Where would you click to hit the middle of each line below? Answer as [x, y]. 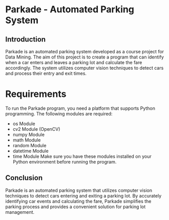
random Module [29, 145]
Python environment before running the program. [65, 162]
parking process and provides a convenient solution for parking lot [76, 207]
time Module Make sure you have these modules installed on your [82, 156]
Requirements [36, 94]
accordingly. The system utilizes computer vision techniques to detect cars [84, 68]
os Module [24, 124]
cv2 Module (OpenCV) [36, 129]
